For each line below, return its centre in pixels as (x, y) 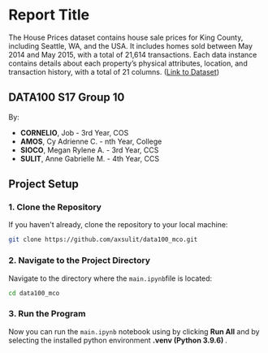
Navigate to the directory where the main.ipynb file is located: (110, 278)
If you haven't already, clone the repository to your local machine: (118, 225)
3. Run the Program (47, 314)
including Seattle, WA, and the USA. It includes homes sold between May (131, 45)
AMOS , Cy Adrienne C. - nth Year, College (91, 141)
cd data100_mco (34, 293)
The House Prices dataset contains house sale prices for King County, (126, 37)
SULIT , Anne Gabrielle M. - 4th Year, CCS (90, 158)
